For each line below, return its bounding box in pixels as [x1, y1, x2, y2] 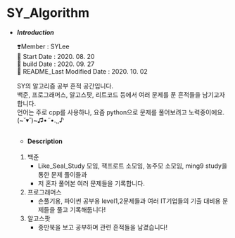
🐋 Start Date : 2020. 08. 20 [16, 52, 95, 60]
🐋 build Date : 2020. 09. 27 [16, 60, 95, 68]
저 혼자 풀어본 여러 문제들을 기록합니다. [37, 179, 146, 187]
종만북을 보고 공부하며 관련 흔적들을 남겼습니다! [37, 223, 168, 231]
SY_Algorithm [6, 5, 89, 21]
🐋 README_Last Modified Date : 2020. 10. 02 [16, 67, 148, 75]
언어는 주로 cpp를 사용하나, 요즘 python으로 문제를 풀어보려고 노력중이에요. [16, 107, 225, 117]
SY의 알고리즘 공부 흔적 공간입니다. [16, 81, 114, 90]
